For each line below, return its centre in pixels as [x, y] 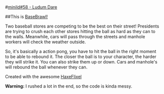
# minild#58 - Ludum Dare [31, 7]
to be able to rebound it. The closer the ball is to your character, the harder [81, 57]
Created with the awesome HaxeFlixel [44, 77]
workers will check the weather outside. [46, 42]
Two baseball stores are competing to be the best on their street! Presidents [82, 26]
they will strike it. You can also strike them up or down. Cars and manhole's [81, 62]
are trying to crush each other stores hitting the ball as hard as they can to [80, 31]
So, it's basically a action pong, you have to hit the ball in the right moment [81, 51]
